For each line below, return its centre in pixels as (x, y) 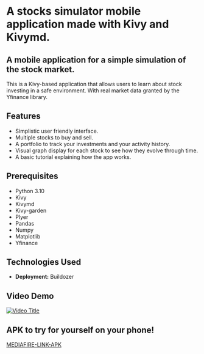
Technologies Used (44, 262)
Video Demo (30, 296)
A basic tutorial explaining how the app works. (73, 157)
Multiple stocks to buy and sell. (54, 137)
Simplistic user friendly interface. (57, 131)
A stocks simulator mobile (74, 11)
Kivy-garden (31, 210)
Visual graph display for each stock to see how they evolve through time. (107, 150)
